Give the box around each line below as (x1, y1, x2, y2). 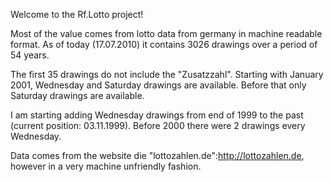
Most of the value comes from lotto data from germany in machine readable (10, 28, 323, 39)
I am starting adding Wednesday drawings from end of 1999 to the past (10, 109, 304, 121)
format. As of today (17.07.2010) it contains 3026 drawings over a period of (10, 39, 318, 50)
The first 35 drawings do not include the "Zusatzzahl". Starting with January (10, 69, 324, 80)
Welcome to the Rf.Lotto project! (10, 9, 144, 20)
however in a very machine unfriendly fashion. (10, 160, 202, 172)
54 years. (10, 49, 50, 61)
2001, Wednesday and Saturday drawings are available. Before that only (10, 79, 307, 91)
